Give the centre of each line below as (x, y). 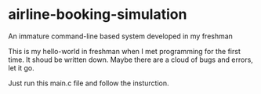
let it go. (21, 67)
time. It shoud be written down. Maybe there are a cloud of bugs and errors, (130, 60)
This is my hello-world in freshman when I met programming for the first (124, 51)
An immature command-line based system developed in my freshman (121, 36)
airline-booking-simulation (98, 14)
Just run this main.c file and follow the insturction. (89, 83)
